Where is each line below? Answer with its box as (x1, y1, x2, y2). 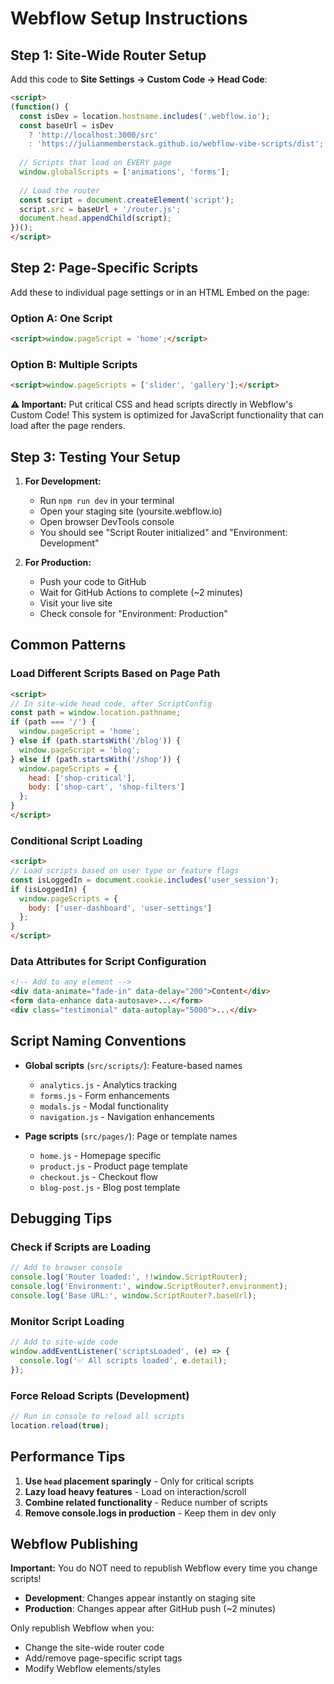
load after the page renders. (10, 420, 126, 432)
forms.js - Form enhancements (39, 1089, 170, 1101)
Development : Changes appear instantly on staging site (24, 1592, 257, 1604)
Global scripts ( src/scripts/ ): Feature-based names (24, 1059, 243, 1071)
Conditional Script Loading (10, 833, 143, 847)
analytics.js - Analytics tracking (39, 1078, 178, 1091)
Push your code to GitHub (39, 575, 147, 587)
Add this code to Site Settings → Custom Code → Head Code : (10, 73, 268, 85)
